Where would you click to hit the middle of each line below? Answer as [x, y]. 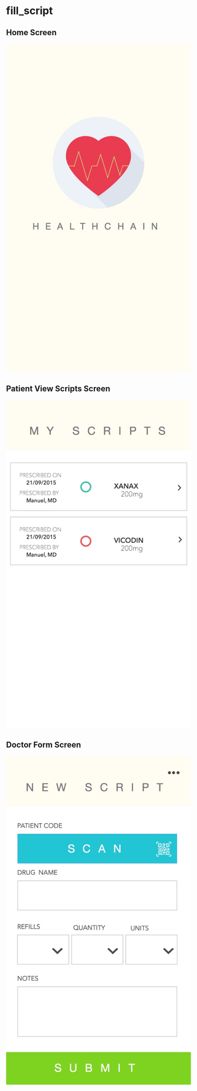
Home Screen [31, 33]
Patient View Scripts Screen [58, 388]
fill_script [30, 11]
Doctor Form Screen [43, 745]
